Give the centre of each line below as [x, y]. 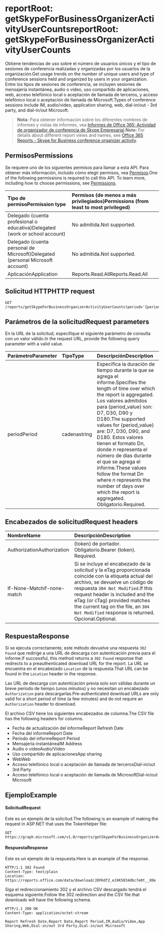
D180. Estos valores [120, 437]
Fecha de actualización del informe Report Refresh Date [68, 728]
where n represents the [123, 480]
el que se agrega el [119, 462]
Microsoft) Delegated [31, 254]
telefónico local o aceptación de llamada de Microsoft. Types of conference [81, 100]
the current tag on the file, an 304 [112, 607]
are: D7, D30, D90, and [123, 431]
